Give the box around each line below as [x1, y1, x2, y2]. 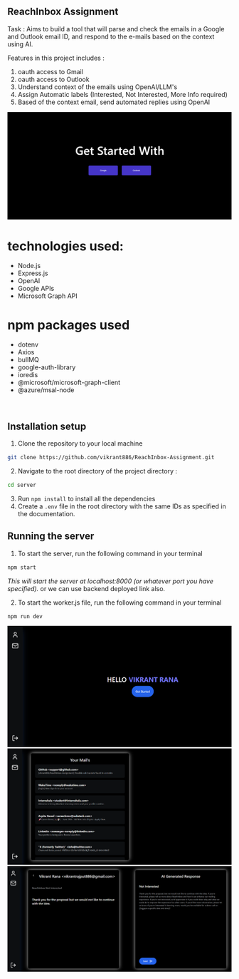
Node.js [17, 262, 41, 270]
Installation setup [7, 420, 87, 432]
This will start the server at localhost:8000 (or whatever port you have [7, 577, 213, 585]
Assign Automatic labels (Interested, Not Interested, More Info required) [17, 90, 228, 98]
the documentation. [17, 509, 75, 518]
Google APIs [17, 285, 55, 293]
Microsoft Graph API [17, 292, 78, 300]
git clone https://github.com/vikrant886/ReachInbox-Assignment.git [7, 454, 215, 461]
